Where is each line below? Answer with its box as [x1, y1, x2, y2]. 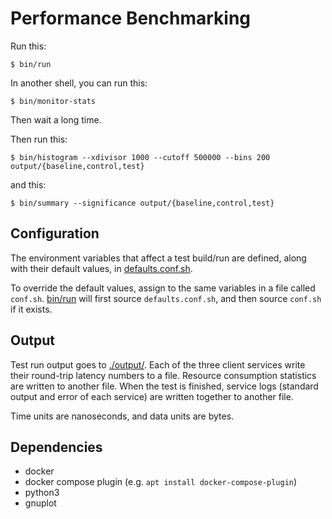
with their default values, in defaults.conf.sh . [10, 262, 193, 274]
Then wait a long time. [10, 113, 102, 126]
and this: [10, 178, 47, 191]
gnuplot [24, 497, 57, 509]
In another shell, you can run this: [10, 77, 148, 89]
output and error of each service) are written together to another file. [10, 390, 294, 402]
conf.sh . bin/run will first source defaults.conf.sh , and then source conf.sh [10, 292, 322, 304]
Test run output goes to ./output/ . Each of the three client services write [10, 358, 306, 371]
